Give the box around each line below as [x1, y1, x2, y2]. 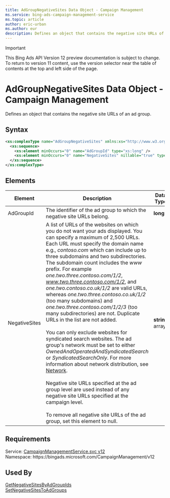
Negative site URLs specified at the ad [46, 379, 137, 386]
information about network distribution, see [46, 361, 149, 368]
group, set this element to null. [46, 417, 118, 424]
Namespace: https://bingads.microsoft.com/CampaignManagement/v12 [5, 453, 155, 459]
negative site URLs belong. [46, 212, 110, 220]
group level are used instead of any [46, 386, 130, 393]
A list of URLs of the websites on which [46, 221, 139, 228]
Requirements [5, 435, 51, 444]
